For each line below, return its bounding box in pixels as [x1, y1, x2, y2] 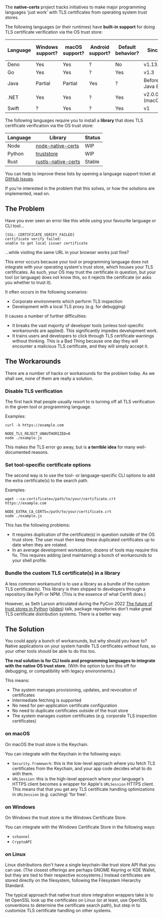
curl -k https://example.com [5, 423, 64, 428]
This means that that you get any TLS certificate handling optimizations [12, 786, 155, 792]
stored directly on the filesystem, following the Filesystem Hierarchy [5, 878, 141, 883]
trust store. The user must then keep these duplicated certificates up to [12, 537, 155, 543]
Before [144, 77, 159, 83]
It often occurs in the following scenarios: [5, 289, 88, 294]
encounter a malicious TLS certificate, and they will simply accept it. [12, 343, 149, 349]
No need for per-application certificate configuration [12, 703, 117, 708]
